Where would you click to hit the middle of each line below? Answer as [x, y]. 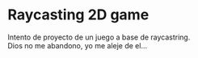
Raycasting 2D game [78, 15]
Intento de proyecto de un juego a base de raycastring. [99, 37]
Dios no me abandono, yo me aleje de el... [78, 45]
